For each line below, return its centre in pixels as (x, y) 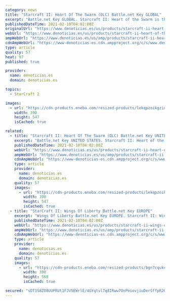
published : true (22, 62)
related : (14, 131)
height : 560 (36, 277)
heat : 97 (14, 57)
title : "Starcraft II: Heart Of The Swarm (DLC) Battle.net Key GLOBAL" (83, 15)
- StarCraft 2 (25, 94)
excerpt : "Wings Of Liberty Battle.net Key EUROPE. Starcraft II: (86, 216)
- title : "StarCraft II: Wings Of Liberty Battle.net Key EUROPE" (81, 211)
